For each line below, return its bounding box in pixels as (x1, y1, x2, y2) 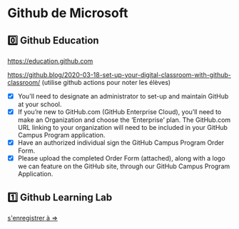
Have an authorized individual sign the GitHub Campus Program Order (17, 138, 225, 147)
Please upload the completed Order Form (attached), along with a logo (17, 154, 226, 163)
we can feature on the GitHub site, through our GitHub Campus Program (17, 162, 230, 171)
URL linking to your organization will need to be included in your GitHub (17, 123, 228, 132)
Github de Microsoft (7, 5, 128, 21)
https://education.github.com (7, 57, 93, 65)
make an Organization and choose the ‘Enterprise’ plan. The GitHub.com (17, 116, 231, 124)
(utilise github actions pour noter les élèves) (41, 78, 171, 86)
